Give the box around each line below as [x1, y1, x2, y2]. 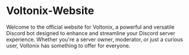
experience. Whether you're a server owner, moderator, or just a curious [6, 36, 183, 43]
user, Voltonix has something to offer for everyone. [6, 42, 131, 49]
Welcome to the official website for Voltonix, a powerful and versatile [6, 23, 175, 30]
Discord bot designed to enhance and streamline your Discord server [6, 29, 175, 36]
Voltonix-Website [6, 4, 94, 18]
